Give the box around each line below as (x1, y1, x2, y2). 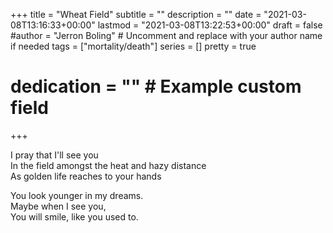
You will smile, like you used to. (10, 210, 139, 223)
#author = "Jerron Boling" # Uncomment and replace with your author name (10, 30, 323, 41)
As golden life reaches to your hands (10, 170, 162, 182)
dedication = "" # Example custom (10, 75, 302, 98)
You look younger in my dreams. (10, 189, 144, 201)
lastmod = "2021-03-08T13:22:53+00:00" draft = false (97, 19, 323, 31)
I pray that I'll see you (10, 149, 99, 161)
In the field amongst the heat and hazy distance (10, 159, 207, 171)
